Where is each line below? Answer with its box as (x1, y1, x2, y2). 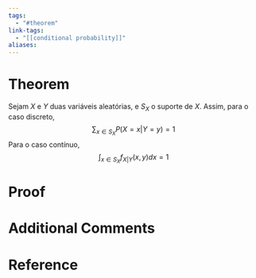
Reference (8, 256, 78, 274)
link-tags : (8, 26, 45, 34)
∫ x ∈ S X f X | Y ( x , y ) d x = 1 (98, 152, 169, 165)
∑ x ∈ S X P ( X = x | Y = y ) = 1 (91, 124, 176, 137)
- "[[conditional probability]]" (15, 33, 126, 42)
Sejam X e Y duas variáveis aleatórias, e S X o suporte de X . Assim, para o (8, 102, 249, 113)
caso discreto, (8, 112, 56, 122)
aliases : (8, 41, 37, 49)
